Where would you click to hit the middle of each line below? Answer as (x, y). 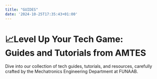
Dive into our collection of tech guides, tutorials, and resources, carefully (79, 66)
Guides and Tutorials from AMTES (76, 53)
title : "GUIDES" (22, 10)
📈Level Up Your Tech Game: (64, 39)
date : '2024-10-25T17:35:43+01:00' (41, 14)
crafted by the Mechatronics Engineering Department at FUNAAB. (72, 72)
